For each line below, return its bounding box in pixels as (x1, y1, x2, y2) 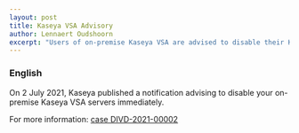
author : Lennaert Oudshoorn (9, 29, 114, 38)
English (9, 67, 43, 80)
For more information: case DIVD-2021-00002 (9, 113, 179, 124)
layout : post (9, 12, 58, 22)
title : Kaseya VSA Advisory (9, 21, 114, 30)
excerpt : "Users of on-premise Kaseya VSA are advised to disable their (9, 37, 285, 47)
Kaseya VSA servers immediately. (40, 97, 165, 107)
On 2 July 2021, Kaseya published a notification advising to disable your (9, 87, 273, 98)
